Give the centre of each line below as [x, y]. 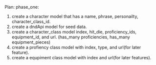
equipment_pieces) [31, 42]
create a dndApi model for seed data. [49, 27]
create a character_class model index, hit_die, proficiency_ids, [74, 32]
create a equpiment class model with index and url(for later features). [81, 57]
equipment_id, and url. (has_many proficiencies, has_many [71, 37]
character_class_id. [31, 22]
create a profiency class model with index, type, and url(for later [76, 47]
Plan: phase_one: [22, 7]
